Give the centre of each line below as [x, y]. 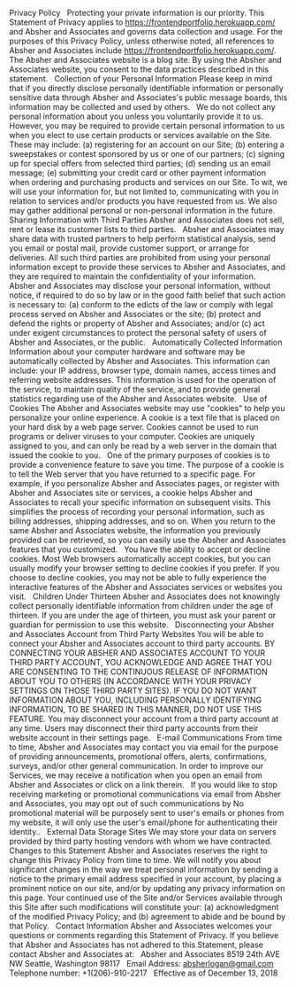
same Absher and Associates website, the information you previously [135, 530]
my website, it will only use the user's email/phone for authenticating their [144, 822]
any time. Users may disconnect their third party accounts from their [134, 728]
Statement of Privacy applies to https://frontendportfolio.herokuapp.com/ [142, 22]
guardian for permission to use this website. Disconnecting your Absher [142, 625]
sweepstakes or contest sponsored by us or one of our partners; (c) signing [147, 154]
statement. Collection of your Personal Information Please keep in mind [140, 78]
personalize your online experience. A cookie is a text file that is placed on [144, 417]
